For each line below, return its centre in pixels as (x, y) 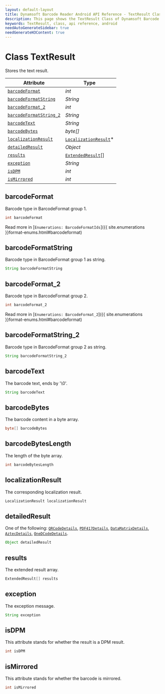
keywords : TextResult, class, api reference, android (61, 23)
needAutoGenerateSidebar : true (37, 28)
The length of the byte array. (34, 455)
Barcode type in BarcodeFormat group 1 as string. (55, 260)
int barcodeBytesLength (29, 465)
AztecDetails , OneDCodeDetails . (37, 533)
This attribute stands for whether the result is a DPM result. (65, 642)
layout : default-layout (29, 10)
